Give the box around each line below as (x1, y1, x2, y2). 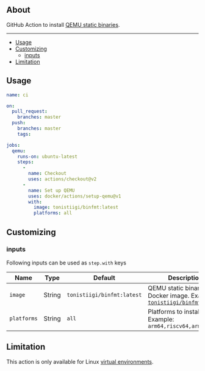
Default (93, 274, 116, 282)
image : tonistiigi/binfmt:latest (33, 204, 119, 211)
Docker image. (147, 291, 190, 300)
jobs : (6, 142, 20, 148)
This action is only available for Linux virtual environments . (6, 358, 154, 365)
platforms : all (33, 210, 72, 216)
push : (12, 120, 26, 126)
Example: (147, 315, 174, 323)
